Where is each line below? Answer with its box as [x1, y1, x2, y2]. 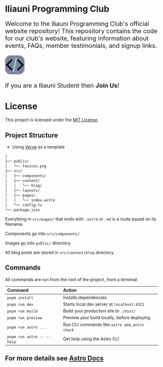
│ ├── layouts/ [5, 188, 40, 193]
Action [63, 287, 77, 293]
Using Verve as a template [12, 144, 65, 149]
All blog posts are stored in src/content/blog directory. [5, 249, 115, 255]
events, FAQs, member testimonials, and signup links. [5, 42, 158, 50]
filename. [5, 221, 24, 227]
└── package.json [5, 207, 40, 212]
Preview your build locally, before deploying [63, 315, 150, 321]
